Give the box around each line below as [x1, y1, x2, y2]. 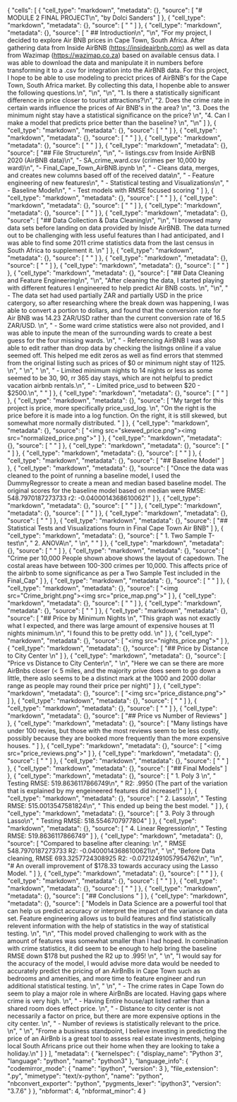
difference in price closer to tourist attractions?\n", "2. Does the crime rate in [7, 96, 230, 105]
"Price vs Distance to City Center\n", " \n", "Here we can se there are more [7, 659, 224, 667]
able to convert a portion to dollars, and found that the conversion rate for [7, 307, 221, 314]
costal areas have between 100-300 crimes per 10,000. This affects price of [7, 562, 228, 569]
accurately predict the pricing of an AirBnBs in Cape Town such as [7, 967, 201, 975]
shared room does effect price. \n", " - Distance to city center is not [7, 1005, 203, 1012]
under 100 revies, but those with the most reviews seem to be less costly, [7, 727, 221, 735]
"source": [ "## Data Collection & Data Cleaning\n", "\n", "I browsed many [7, 216, 221, 225]
